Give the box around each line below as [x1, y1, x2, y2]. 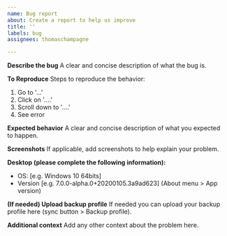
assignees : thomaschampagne [7, 36, 89, 43]
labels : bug [7, 29, 42, 37]
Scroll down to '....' [17, 103, 71, 111]
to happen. [7, 132, 38, 140]
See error [17, 111, 45, 119]
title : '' [7, 23, 36, 30]
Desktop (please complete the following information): [7, 158, 166, 167]
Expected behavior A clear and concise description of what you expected [7, 124, 221, 132]
